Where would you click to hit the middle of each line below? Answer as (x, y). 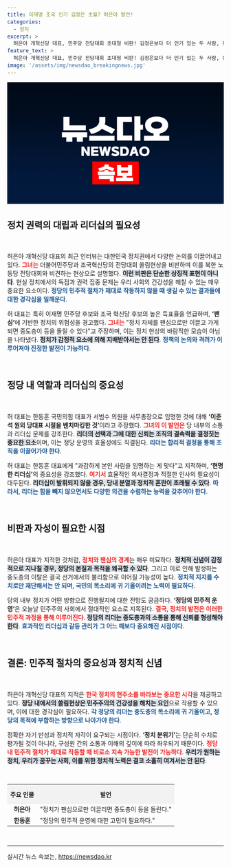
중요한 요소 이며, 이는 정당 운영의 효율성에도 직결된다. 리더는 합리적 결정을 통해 (111, 442)
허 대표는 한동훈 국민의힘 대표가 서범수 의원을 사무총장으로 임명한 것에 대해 (107, 416)
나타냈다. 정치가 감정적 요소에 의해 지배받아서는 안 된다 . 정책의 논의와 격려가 (115, 340)
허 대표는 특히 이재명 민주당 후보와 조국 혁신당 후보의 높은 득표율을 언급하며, (109, 314)
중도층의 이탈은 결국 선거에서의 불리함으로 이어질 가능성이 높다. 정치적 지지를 (110, 577)
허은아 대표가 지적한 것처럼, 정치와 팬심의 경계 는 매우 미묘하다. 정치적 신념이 (108, 559)
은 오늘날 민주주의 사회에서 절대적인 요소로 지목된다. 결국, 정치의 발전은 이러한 (119, 608)
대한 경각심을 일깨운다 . (37, 299)
